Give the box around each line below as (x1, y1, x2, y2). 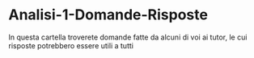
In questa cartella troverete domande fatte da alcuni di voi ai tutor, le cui (8, 32, 248, 42)
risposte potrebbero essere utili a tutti (8, 40, 133, 50)
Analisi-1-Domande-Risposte (8, 6, 209, 24)
